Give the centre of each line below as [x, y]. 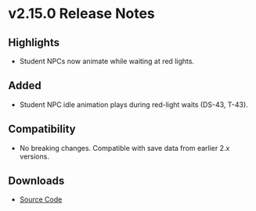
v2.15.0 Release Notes [81, 14]
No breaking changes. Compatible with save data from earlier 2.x [124, 148]
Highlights [34, 43]
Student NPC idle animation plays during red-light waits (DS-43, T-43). [133, 104]
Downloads [36, 181]
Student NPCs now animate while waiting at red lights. [106, 61]
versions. [34, 156]
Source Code [41, 199]
